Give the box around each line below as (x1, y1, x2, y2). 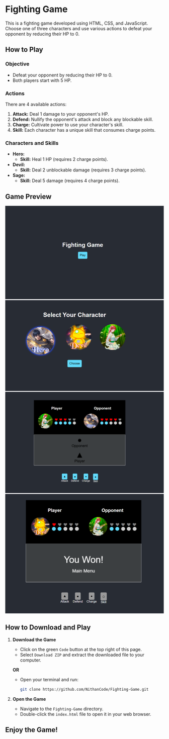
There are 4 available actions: (5, 101, 67, 107)
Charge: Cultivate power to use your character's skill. (12, 122, 124, 128)
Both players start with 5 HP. (12, 77, 72, 83)
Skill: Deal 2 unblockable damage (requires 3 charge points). (20, 167, 146, 173)
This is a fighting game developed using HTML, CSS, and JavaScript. (5, 20, 148, 26)
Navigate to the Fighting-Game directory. (20, 705, 104, 712)
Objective (5, 60, 30, 67)
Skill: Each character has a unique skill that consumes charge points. (12, 127, 156, 133)
